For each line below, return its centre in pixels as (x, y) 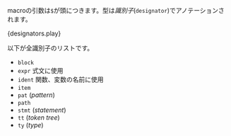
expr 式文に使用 (40, 70)
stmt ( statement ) (42, 110)
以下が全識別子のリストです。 (51, 48)
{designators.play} (34, 33)
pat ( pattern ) (36, 95)
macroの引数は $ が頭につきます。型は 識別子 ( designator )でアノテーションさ (116, 10)
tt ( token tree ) (38, 118)
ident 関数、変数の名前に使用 (60, 79)
